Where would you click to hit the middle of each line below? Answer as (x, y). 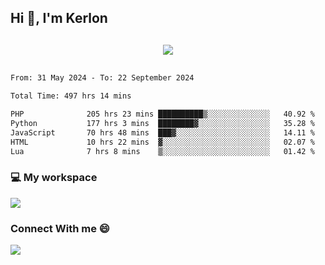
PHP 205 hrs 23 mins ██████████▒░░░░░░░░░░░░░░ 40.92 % (162, 114)
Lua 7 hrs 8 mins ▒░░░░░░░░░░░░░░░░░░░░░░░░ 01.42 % (162, 151)
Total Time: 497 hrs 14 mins (71, 96)
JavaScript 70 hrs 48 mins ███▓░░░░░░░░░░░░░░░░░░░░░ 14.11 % (162, 132)
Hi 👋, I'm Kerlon (59, 18)
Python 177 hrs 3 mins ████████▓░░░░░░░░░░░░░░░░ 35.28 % (162, 124)
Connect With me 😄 (60, 228)
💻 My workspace (54, 178)
